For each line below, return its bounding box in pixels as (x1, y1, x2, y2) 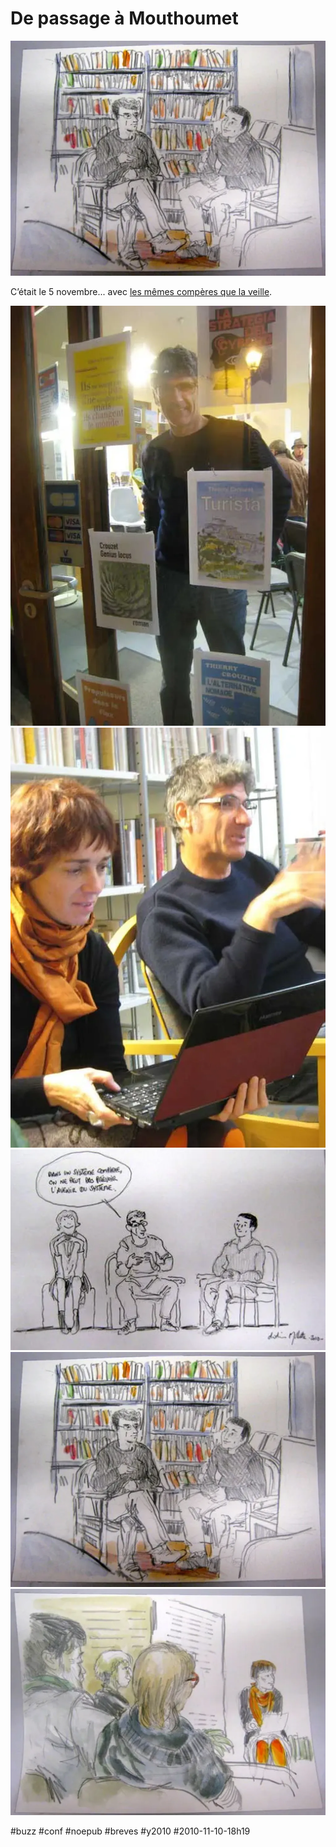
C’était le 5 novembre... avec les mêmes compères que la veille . (10, 285, 273, 297)
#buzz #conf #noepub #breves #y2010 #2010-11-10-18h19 (10, 1825, 251, 1837)
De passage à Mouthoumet (10, 7, 239, 30)
